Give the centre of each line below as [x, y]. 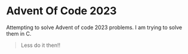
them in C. [19, 33]
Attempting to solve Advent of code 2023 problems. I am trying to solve [94, 27]
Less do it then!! [41, 45]
